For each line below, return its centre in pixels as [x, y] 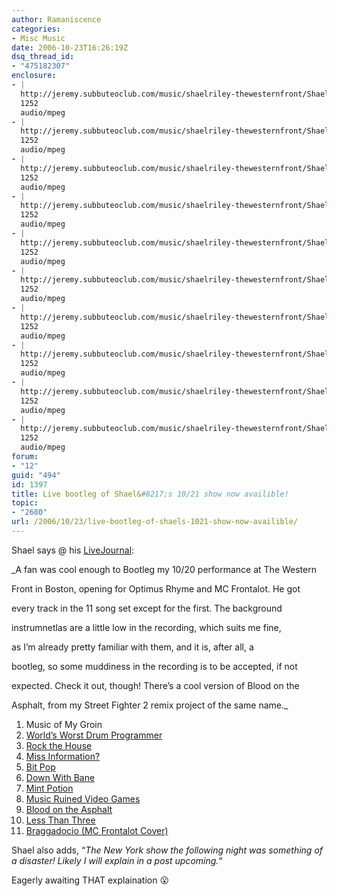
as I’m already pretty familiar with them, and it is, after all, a [132, 647]
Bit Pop [40, 767]
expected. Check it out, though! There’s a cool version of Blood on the [155, 685]
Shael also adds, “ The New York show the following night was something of [167, 850]
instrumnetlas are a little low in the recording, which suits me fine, [146, 627]
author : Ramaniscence [56, 19]
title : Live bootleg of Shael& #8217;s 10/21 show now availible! [150, 494]
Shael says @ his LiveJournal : [73, 550]
